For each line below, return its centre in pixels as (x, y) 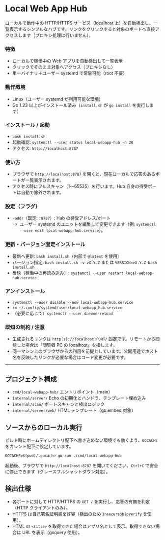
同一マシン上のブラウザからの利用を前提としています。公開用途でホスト (85, 351)
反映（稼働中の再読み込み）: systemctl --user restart (68, 273)
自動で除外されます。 (42, 192)
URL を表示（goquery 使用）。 (52, 532)
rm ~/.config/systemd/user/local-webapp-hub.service (67, 308)
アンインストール (25, 291)
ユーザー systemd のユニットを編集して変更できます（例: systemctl (88, 224)
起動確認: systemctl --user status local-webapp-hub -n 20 (73, 142)
